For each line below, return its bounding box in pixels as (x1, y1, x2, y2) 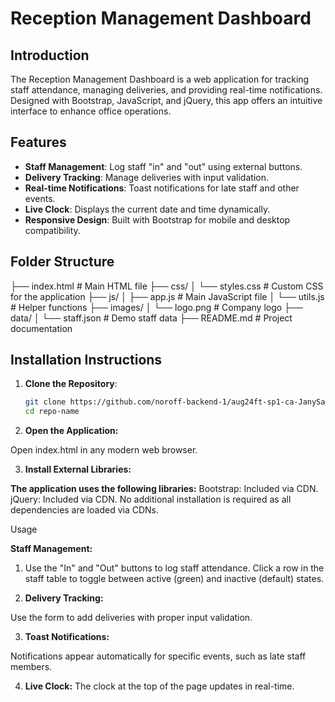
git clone (24, 397, 67, 407)
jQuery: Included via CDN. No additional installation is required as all (10, 493, 292, 506)
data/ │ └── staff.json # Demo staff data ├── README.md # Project (10, 312, 293, 324)
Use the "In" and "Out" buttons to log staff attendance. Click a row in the (24, 562, 325, 574)
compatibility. (24, 224, 81, 236)
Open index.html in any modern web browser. (10, 444, 198, 456)
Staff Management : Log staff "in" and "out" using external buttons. (24, 160, 303, 172)
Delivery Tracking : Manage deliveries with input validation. (24, 171, 269, 183)
